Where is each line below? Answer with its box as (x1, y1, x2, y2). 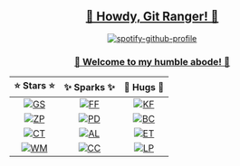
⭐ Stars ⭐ (14, 79, 56, 92)
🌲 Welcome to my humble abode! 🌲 (73, 55, 231, 68)
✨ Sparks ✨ (63, 80, 116, 93)
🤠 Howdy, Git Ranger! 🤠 (85, 9, 219, 24)
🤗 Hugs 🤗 (123, 80, 165, 93)
